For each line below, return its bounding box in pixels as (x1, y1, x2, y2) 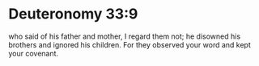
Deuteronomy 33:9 (8, 5, 138, 23)
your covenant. (8, 48, 59, 58)
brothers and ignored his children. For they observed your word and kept (8, 39, 251, 49)
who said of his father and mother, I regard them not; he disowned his (8, 31, 241, 41)
